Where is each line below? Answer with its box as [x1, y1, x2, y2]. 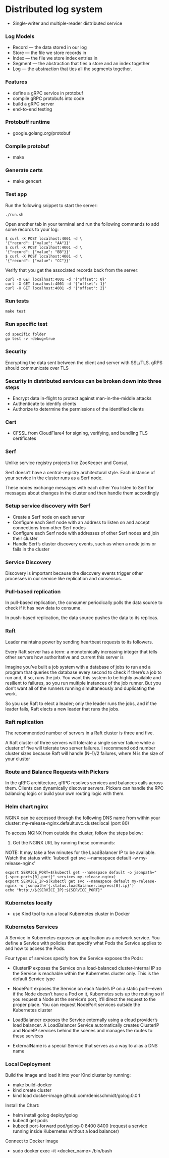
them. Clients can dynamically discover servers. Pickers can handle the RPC [5, 785, 164, 791]
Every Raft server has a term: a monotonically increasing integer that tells [5, 648, 158, 654]
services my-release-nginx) [57, 874, 116, 879]
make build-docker [12, 1082, 52, 1088]
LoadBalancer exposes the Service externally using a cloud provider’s [12, 1017, 158, 1023]
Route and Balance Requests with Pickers [5, 768, 109, 775]
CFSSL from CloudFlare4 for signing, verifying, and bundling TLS [12, 430, 148, 436]
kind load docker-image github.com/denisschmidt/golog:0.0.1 [12, 1092, 140, 1099]
